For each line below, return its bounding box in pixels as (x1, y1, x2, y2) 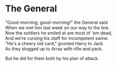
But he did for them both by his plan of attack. (5, 55, 100, 61)
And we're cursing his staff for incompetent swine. (5, 35, 109, 41)
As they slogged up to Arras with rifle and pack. (5, 46, 103, 52)
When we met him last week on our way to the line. (5, 24, 110, 30)
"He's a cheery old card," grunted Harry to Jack (5, 40, 104, 46)
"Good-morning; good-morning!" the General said (5, 19, 108, 25)
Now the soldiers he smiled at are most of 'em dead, (5, 30, 113, 36)
